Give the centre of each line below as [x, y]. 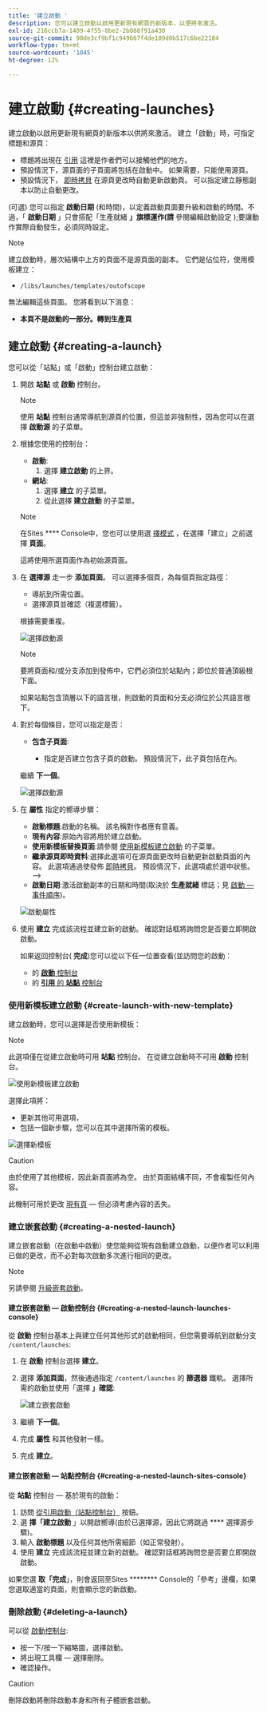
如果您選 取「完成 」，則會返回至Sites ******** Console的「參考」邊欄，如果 [132, 1579]
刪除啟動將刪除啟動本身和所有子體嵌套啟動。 [82, 1700]
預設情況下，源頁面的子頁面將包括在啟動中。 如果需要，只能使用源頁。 [136, 169]
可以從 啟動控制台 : [38, 1630]
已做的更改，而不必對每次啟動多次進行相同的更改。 [92, 1256]
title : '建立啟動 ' [38, 16]
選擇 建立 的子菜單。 [77, 490]
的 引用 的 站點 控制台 [67, 982]
